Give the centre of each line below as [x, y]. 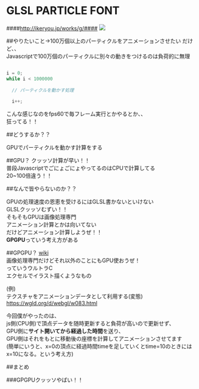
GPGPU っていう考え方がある [42, 240]
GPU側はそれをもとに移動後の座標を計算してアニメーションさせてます [94, 339]
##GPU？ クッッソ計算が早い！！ [48, 161]
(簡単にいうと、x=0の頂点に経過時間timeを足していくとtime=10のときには [99, 346]
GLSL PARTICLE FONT [63, 11]
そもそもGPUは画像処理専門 [41, 217]
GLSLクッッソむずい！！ [37, 209]
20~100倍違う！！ [29, 176]
